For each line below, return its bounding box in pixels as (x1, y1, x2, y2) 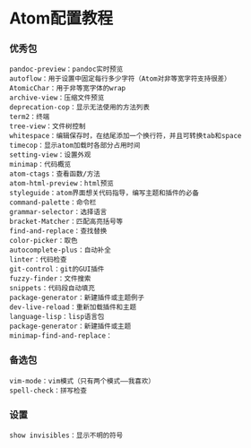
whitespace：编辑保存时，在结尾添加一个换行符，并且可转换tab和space (9, 132, 242, 141)
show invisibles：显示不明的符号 (9, 431, 124, 440)
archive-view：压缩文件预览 (9, 93, 105, 103)
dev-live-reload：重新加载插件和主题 (9, 303, 137, 312)
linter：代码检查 (9, 255, 67, 264)
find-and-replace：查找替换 (9, 227, 108, 236)
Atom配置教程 (9, 8, 114, 29)
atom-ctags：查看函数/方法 (9, 169, 100, 179)
